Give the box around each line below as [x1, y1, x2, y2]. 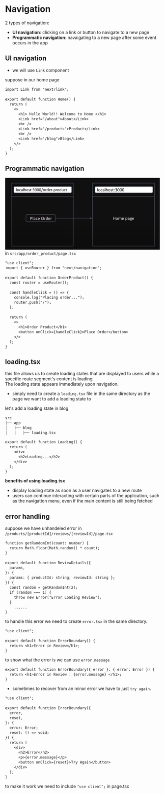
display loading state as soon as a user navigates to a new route [12, 487, 142, 494]
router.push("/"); [14, 300, 52, 305]
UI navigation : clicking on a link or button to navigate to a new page [12, 29, 150, 35]
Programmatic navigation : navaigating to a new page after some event [12, 35, 157, 40]
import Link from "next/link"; [5, 87, 69, 92]
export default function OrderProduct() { [5, 275, 93, 280]
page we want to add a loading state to [12, 396, 91, 402]
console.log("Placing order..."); [14, 295, 84, 300]
